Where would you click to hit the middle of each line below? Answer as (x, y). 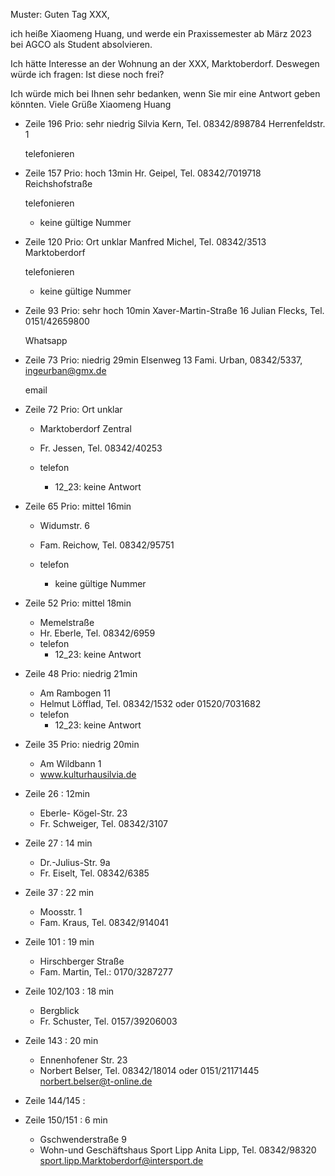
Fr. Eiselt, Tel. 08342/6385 (94, 873)
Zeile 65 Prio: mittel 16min (78, 506)
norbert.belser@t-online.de (96, 1081)
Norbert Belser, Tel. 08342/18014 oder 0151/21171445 (149, 1070)
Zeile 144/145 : (55, 1100)
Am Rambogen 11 (75, 693)
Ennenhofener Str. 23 (83, 1060)
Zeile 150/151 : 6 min (66, 1120)
